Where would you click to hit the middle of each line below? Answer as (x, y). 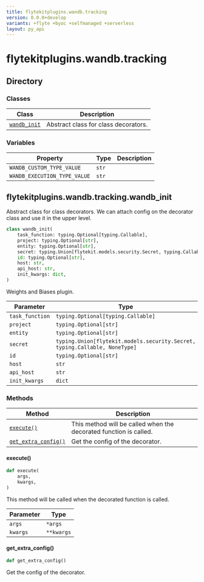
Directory (25, 81)
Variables (21, 143)
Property (50, 159)
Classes (19, 98)
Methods (20, 398)
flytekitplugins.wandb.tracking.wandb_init (89, 197)
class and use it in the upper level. (49, 218)
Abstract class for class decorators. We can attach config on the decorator (100, 212)
